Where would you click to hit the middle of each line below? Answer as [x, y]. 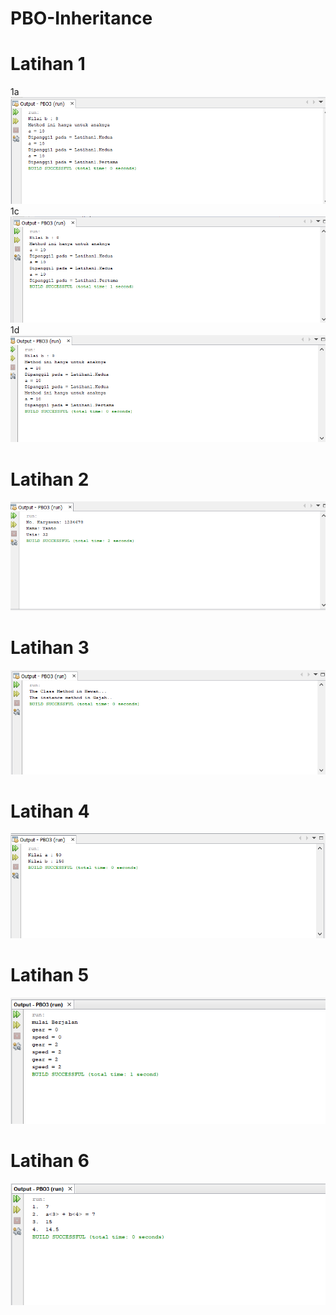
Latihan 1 [48, 64]
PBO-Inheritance [81, 18]
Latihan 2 [50, 479]
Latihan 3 [50, 648]
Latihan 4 [50, 811]
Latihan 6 [50, 1161]
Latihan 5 [50, 974]
